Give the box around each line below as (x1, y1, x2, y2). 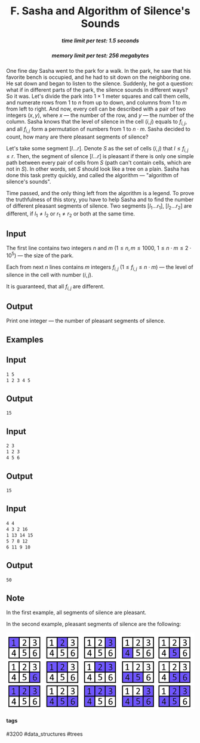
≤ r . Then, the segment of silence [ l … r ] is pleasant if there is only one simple (6, 152, 194, 159)
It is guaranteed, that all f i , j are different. (6, 282, 105, 291)
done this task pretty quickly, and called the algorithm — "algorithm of (6, 171, 179, 178)
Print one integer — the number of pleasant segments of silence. (6, 317, 165, 325)
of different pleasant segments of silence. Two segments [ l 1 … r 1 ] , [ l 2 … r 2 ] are (6, 202, 192, 211)
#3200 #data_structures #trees (6, 730, 83, 738)
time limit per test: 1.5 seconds (61, 37, 139, 44)
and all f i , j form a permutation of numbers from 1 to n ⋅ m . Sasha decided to (6, 125, 191, 134)
